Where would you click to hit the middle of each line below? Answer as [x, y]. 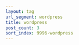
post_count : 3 [23, 28]
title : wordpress [26, 22]
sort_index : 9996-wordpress [39, 33]
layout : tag [20, 11]
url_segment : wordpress [34, 17]
